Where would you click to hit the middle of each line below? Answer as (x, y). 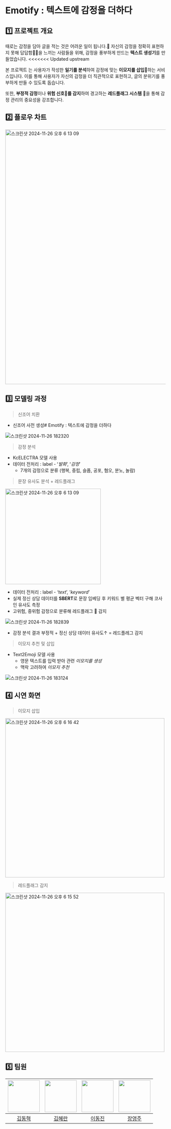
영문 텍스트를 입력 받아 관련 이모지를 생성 (61, 661)
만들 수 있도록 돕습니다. (42, 83)
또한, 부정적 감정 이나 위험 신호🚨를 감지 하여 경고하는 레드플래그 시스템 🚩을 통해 (82, 93)
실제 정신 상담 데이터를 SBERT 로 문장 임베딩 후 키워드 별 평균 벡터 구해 (83, 598)
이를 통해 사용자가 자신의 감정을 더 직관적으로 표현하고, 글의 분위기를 (92, 76)
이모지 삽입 (29, 711)
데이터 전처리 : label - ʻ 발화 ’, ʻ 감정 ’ (46, 464)
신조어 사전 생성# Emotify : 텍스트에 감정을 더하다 (62, 425)
